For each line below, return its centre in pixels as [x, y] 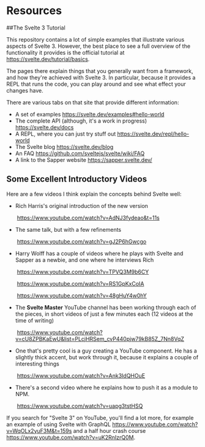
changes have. [25, 90]
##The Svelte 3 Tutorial [36, 28]
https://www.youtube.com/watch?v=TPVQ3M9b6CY [83, 272]
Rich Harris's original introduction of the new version [82, 205]
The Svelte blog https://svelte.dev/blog [64, 147]
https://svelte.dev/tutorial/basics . [48, 59]
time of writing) [34, 320]
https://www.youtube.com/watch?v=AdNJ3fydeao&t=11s [88, 218]
